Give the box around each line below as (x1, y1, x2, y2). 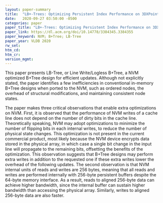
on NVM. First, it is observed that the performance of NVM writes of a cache (5, 110, 158, 116)
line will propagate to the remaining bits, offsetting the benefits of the (5, 146, 143, 152)
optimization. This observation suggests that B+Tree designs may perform (5, 151, 153, 157)
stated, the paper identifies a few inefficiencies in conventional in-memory (5, 80, 154, 86)
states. (5, 95, 18, 102)
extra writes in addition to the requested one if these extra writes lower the (5, 156, 154, 162)
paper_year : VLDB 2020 (5, 39, 51, 44)
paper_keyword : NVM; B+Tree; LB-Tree (5, 34, 81, 39)
